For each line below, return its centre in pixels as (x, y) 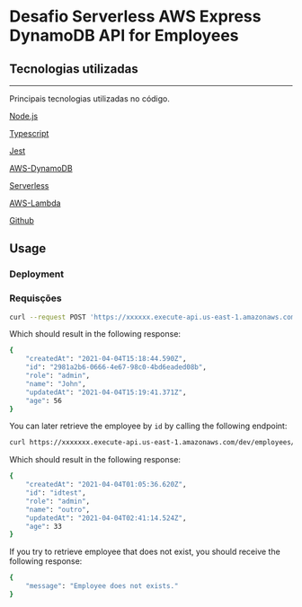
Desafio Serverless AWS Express (135, 17)
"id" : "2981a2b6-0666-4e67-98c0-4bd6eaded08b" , (116, 367)
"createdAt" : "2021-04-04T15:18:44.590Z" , (106, 359)
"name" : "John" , (56, 383)
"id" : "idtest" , (56, 493)
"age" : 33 (44, 526)
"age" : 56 (44, 400)
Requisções (36, 298)
